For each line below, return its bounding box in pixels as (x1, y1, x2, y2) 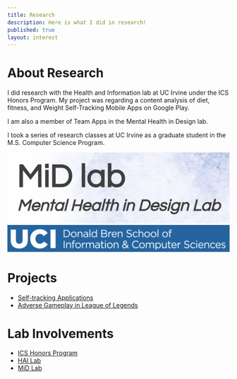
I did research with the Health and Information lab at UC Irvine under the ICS (7, 88, 229, 97)
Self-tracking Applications (17, 293, 94, 302)
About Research (7, 65, 104, 81)
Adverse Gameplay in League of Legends (17, 301, 138, 309)
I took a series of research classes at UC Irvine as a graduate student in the (7, 131, 226, 139)
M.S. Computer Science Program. (7, 139, 105, 147)
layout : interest (7, 34, 59, 41)
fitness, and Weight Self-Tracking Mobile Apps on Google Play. (7, 103, 190, 112)
